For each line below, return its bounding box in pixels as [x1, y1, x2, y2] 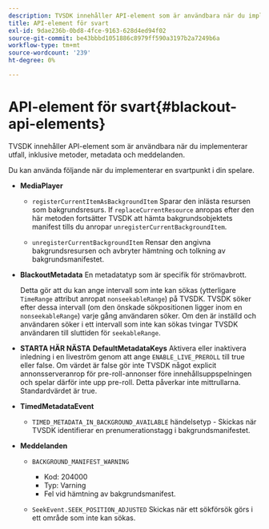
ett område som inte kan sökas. [31, 513, 136, 523]
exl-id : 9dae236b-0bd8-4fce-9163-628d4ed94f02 [8, 26, 167, 34]
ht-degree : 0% [8, 57, 56, 65]
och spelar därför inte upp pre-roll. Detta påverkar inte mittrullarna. [19, 377, 241, 387]
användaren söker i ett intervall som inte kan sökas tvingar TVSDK [19, 319, 239, 329]
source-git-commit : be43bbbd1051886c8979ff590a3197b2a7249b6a [8, 34, 220, 42]
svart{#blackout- [119, 98, 238, 116]
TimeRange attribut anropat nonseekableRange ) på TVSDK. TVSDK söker [19, 294, 251, 303]
